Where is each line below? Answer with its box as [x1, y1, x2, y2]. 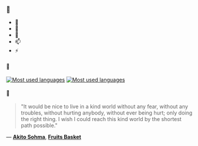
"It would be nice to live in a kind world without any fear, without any [20, 103, 188, 110]
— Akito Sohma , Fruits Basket [6, 133, 81, 140]
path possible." [20, 122, 58, 129]
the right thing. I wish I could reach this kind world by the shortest [20, 115, 182, 122]
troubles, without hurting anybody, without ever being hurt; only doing [20, 109, 193, 116]
